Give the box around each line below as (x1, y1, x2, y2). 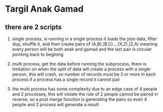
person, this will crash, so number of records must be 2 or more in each (12, 71, 156, 77)
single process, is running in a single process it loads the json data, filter (12, 36, 157, 42)
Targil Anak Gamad (5, 3, 84, 15)
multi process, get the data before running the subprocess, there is (12, 61, 147, 67)
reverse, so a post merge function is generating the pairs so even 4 (12, 96, 147, 102)
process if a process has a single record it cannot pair (12, 77, 120, 82)
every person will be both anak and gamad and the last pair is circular (12, 46, 152, 52)
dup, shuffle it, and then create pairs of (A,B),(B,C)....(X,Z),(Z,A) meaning (12, 41, 158, 47)
